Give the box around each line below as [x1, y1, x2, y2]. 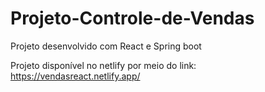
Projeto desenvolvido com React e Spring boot [10, 40, 202, 52]
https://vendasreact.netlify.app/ [10, 70, 141, 82]
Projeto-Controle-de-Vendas [10, 7, 255, 30]
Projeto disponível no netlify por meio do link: [10, 59, 197, 71]
